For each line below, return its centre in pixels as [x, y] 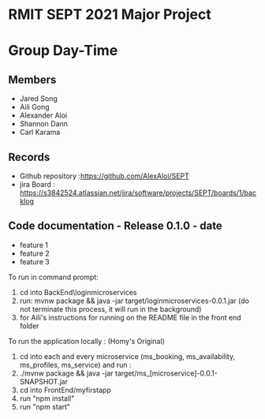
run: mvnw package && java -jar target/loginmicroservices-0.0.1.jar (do [134, 301]
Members [32, 79]
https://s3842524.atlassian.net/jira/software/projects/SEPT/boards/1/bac [138, 193]
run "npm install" [47, 398]
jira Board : [37, 184]
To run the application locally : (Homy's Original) [87, 341]
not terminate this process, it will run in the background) [110, 309]
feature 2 [34, 253]
